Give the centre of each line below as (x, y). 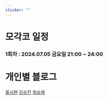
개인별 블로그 (31, 77)
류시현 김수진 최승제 (25, 92)
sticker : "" (18, 10)
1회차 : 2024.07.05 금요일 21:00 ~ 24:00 (54, 54)
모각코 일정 (27, 37)
